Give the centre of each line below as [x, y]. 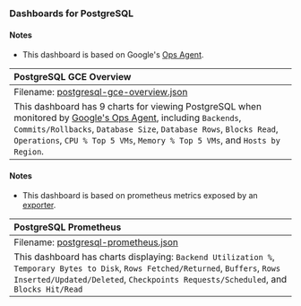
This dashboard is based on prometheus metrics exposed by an [140, 196]
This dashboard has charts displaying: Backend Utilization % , [144, 257]
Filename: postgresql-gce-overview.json [101, 92]
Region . [29, 152]
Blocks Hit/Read [48, 289]
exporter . [39, 205]
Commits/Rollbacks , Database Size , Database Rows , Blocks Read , [146, 129]
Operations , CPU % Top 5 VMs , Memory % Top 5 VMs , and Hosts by [147, 140]
